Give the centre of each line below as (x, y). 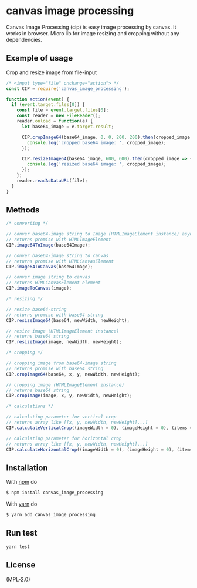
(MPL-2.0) (18, 579)
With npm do (21, 482)
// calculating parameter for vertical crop (61, 417)
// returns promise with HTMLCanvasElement (60, 261)
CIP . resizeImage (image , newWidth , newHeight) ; (64, 342)
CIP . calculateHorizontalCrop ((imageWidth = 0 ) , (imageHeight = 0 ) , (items (99, 449)
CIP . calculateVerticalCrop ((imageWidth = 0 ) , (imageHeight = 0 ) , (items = (99, 428)
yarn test (18, 547)
